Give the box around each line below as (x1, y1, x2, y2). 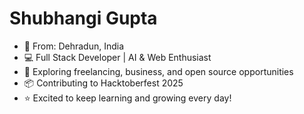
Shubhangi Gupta (9, 7, 158, 30)
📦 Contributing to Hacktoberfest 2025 (23, 77, 184, 89)
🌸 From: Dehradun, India (23, 40, 125, 52)
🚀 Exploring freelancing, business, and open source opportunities (23, 65, 294, 77)
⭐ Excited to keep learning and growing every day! (23, 92, 232, 104)
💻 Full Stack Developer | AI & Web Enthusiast (23, 51, 212, 63)
